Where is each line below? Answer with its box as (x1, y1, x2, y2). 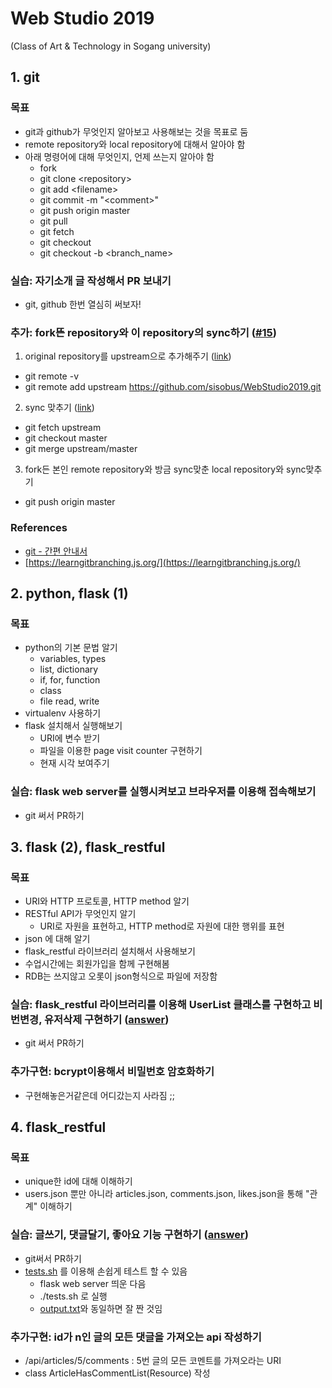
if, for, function (39, 674, 101, 686)
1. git (10, 69, 41, 86)
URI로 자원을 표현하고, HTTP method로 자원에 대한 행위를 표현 (39, 920, 285, 932)
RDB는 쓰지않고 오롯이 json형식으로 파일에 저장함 (24, 970, 218, 982)
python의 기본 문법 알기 (24, 642, 118, 654)
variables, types (39, 653, 107, 665)
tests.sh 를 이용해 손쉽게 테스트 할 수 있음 (24, 1265, 188, 1277)
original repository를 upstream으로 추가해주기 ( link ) (24, 350, 232, 362)
